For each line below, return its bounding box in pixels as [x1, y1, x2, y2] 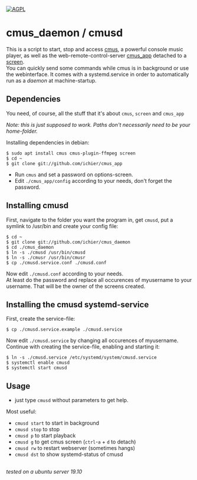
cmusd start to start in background [14, 419, 99, 427]
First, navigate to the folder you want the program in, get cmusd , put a [6, 216, 173, 223]
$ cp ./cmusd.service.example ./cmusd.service [6, 327, 123, 333]
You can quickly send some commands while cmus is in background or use [6, 64, 189, 71]
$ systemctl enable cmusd [6, 360, 70, 366]
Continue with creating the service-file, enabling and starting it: [6, 343, 160, 350]
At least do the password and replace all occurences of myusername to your [6, 276, 192, 283]
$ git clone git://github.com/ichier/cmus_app [6, 160, 123, 166]
